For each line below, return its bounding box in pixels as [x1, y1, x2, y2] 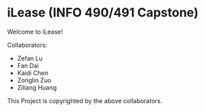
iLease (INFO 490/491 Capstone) [7, 5, 199, 21]
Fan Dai [17, 61, 39, 69]
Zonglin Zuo [17, 76, 52, 84]
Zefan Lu [17, 54, 43, 63]
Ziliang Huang [17, 83, 57, 91]
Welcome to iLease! [7, 27, 63, 36]
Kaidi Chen [17, 69, 49, 77]
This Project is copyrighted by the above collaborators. [7, 96, 163, 104]
